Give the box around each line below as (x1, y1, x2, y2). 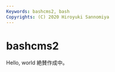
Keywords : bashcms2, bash (6, 8, 70, 15)
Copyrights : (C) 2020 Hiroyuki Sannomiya (6, 14, 110, 20)
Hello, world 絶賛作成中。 (6, 59, 68, 66)
